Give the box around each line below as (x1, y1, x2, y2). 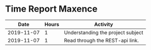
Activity (94, 21, 113, 28)
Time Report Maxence (5, 3, 98, 15)
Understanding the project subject (64, 29, 144, 36)
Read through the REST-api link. (64, 37, 139, 44)
